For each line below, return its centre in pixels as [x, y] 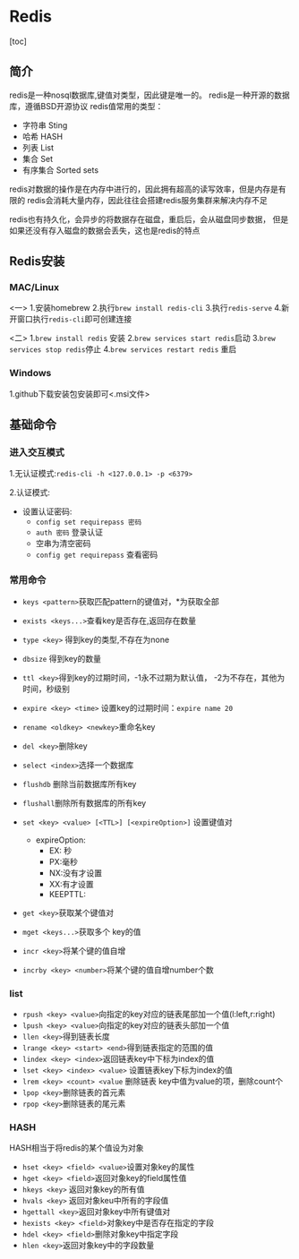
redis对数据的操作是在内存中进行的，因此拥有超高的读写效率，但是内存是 [144, 189]
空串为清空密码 [63, 544]
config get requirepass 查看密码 [97, 555]
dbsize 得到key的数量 [61, 658]
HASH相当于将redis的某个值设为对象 [77, 1148]
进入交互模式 [37, 452]
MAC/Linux [34, 287]
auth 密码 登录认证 [69, 532]
